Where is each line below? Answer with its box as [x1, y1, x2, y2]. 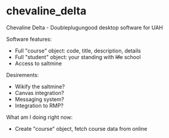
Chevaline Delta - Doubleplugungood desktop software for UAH [6, 24, 163, 31]
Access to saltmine [14, 60, 62, 67]
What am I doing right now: [6, 114, 73, 121]
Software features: [6, 35, 52, 42]
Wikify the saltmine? [14, 82, 65, 90]
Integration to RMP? [14, 102, 64, 109]
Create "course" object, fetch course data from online [14, 125, 148, 132]
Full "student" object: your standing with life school [14, 53, 142, 60]
